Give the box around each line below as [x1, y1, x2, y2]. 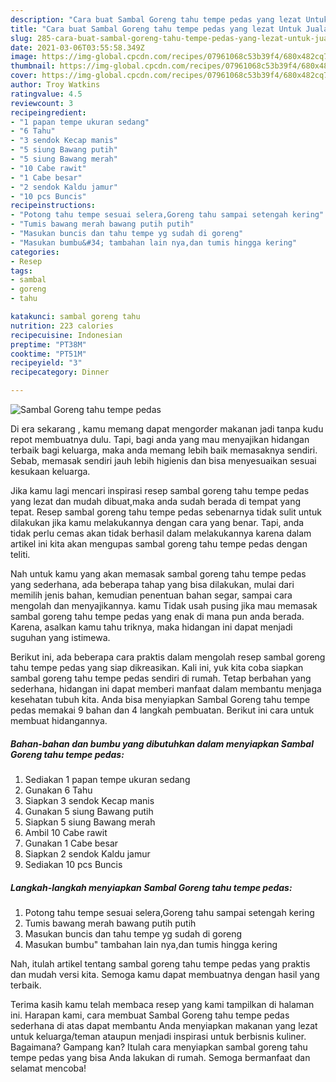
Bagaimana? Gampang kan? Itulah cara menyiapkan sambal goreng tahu [10, 1041, 308, 1053]
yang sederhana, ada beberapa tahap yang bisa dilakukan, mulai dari [10, 579, 295, 590]
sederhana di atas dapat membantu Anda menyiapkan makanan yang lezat [10, 1019, 318, 1031]
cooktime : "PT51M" [10, 349, 87, 359]
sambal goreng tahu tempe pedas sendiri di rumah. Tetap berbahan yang [10, 672, 312, 684]
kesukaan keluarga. [10, 466, 91, 477]
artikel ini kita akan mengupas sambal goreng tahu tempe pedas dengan [10, 538, 308, 550]
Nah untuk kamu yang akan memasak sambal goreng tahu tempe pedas [10, 568, 307, 580]
